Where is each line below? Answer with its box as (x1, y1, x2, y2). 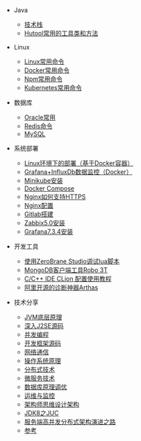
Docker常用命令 (24, 66, 69, 74)
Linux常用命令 (24, 57, 65, 66)
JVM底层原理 (24, 313, 63, 321)
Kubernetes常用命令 (24, 84, 82, 91)
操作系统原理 (24, 357, 61, 365)
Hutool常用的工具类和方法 (24, 29, 99, 37)
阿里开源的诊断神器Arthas (24, 283, 99, 292)
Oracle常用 (24, 113, 56, 121)
